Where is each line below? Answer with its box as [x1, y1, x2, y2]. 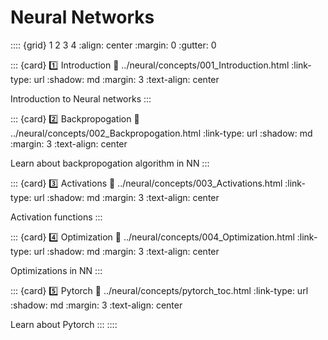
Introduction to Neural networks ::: [10, 92, 152, 105]
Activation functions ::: [10, 211, 103, 223]
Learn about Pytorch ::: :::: [10, 318, 118, 330]
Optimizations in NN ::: [10, 264, 103, 276]
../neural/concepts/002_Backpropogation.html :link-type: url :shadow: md [10, 127, 313, 139]
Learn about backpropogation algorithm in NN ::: [10, 157, 210, 169]
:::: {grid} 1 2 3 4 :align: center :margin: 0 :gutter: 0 [10, 39, 217, 51]
